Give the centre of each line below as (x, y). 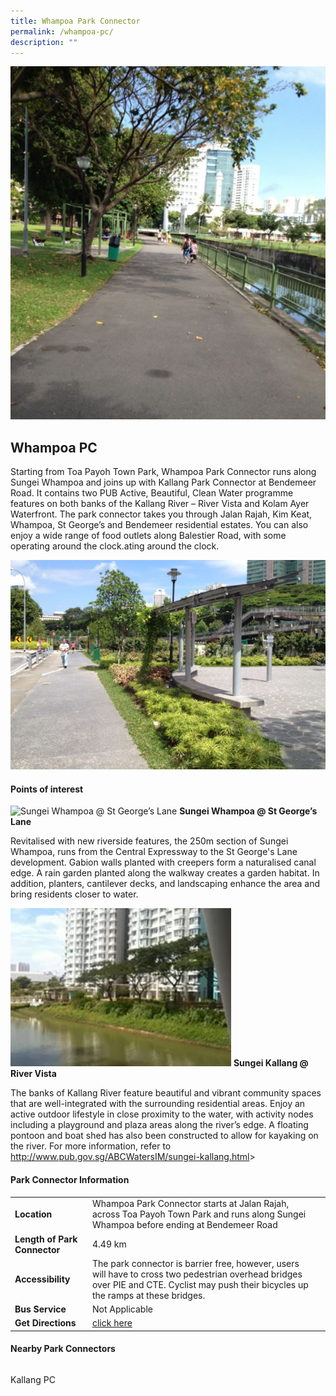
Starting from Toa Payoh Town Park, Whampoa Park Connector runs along (163, 472)
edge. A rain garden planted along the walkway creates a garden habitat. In (165, 873)
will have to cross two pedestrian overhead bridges (197, 1274)
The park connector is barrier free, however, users (195, 1263)
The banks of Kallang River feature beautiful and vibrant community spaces (166, 1093)
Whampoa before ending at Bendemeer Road (184, 1225)
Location (33, 1214)
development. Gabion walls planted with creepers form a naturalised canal (163, 862)
